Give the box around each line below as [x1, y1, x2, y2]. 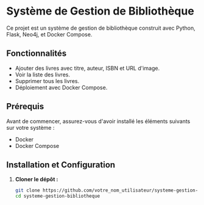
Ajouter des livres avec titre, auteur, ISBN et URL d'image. [15, 64, 160, 72]
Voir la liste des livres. [15, 71, 70, 78]
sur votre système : [6, 124, 55, 131]
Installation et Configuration [6, 160, 116, 170]
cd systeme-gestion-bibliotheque [15, 193, 100, 200]
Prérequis [6, 101, 44, 112]
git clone [15, 187, 41, 193]
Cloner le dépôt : [15, 176, 58, 183]
